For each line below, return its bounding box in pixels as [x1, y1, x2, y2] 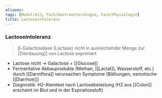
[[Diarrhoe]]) [12, 76, 40, 82]
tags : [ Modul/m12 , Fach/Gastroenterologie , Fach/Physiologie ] [5, 12, 140, 17]
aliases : [5, 7, 24, 13]
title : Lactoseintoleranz [5, 17, 60, 22]
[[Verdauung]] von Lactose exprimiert [17, 50, 97, 56]
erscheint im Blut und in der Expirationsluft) [12, 87, 104, 93]
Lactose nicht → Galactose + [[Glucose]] [12, 60, 98, 66]
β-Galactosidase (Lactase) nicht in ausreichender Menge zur [17, 45, 145, 51]
